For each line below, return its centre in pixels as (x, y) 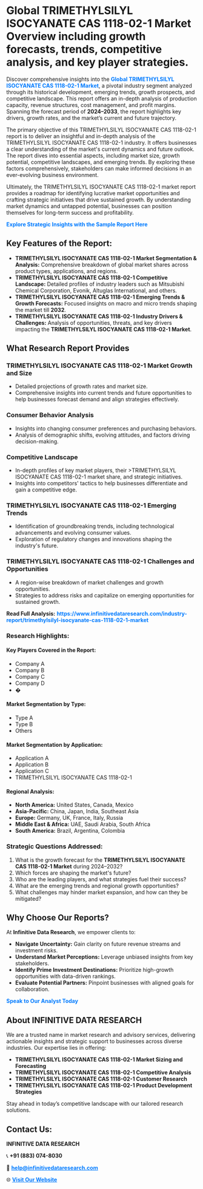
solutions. (18, 1110)
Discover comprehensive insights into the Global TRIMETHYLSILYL (90, 79)
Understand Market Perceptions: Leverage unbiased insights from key (104, 957)
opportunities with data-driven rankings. (65, 976)
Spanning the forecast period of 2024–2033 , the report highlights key (94, 111)
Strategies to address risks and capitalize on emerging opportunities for (105, 595)
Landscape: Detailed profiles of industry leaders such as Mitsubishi (100, 284)
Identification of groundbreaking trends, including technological (95, 526)
